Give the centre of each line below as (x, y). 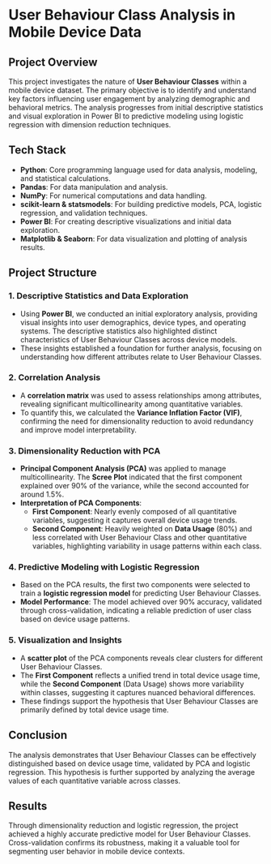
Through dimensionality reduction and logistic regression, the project (123, 826)
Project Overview (53, 62)
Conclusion (38, 735)
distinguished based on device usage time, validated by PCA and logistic (129, 763)
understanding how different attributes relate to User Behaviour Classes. (141, 357)
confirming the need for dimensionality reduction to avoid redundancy (137, 421)
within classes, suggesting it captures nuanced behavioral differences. (138, 692)
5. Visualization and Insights (66, 640)
